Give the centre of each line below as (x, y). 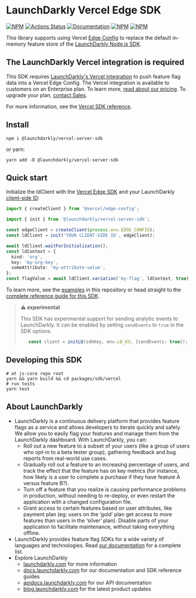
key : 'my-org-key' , (35, 262)
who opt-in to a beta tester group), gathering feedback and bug (99, 452)
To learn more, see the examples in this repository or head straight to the (94, 290)
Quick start (27, 178)
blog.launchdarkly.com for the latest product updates (87, 589)
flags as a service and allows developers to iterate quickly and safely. (98, 427)
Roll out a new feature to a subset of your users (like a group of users (106, 446)
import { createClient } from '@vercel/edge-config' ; (73, 209)
